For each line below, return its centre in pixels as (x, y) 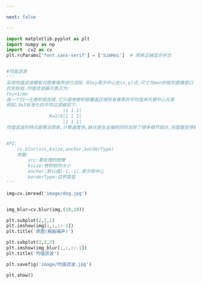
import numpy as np (31, 44)
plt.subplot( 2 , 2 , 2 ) (31, 243)
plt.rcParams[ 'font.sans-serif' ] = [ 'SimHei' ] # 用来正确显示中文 (89, 56)
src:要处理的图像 (47, 160)
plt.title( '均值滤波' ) (33, 253)
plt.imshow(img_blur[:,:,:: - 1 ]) (47, 248)
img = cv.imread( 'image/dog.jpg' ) (47, 193)
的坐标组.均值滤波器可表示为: (38, 88)
